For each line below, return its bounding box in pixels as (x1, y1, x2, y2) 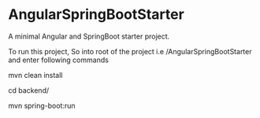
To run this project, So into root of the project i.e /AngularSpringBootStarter (8, 46, 252, 56)
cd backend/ (8, 85, 50, 95)
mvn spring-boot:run (8, 101, 76, 110)
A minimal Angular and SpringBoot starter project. (8, 31, 170, 41)
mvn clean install (8, 70, 63, 79)
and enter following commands (8, 55, 109, 65)
